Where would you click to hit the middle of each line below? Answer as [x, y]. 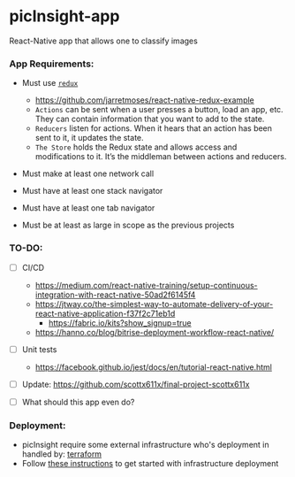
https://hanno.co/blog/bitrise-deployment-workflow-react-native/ [155, 332]
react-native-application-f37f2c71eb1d [105, 313]
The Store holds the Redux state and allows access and [136, 147]
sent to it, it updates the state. [89, 138]
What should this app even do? [78, 402]
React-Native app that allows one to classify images [104, 41]
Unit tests [39, 349]
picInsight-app [64, 16]
